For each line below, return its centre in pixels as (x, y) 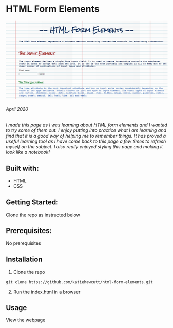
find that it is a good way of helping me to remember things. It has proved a (86, 136)
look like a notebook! (28, 152)
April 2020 (17, 109)
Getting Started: (32, 202)
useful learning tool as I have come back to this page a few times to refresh (86, 141)
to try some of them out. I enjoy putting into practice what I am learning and (86, 130)
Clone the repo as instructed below (43, 215)
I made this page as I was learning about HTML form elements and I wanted (86, 125)
